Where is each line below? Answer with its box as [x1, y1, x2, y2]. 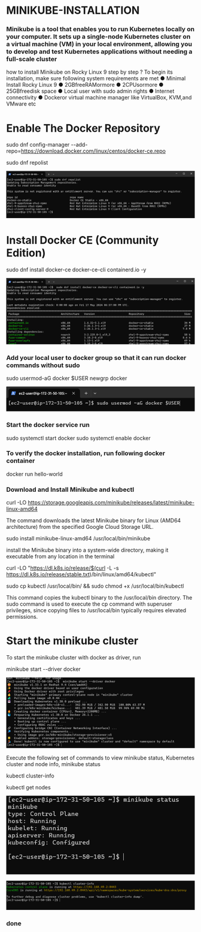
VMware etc [6, 100, 36, 108]
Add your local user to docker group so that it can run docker [6, 353, 187, 362]
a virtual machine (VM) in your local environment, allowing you [6, 40, 193, 49]
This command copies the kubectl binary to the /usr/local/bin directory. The [6, 594, 193, 601]
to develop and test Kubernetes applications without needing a [6, 47, 193, 56]
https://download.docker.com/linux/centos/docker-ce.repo [20, 147, 166, 155]
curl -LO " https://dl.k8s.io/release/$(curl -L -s [6, 564, 119, 572]
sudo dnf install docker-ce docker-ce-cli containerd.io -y [6, 266, 147, 273]
